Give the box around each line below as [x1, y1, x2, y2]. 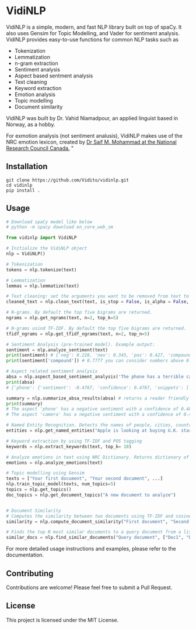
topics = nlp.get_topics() [6, 487, 72, 493]
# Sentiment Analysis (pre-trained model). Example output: [6, 341, 156, 347]
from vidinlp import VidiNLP [6, 235, 77, 241]
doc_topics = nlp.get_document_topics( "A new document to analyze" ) [6, 492, 176, 498]
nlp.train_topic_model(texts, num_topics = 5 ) [6, 481, 116, 487]
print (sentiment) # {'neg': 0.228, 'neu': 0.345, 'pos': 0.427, [6, 353, 166, 358]
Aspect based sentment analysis [14, 72, 93, 79]
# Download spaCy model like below [6, 218, 93, 225]
